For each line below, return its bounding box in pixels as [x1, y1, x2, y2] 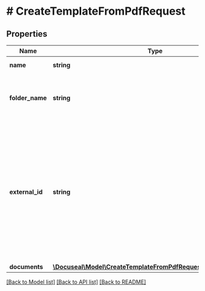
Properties [6, 29, 48, 39]
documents [9, 263, 44, 271]
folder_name [9, 94, 47, 102]
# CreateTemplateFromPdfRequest [6, 4, 186, 18]
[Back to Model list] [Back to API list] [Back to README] [6, 278, 146, 285]
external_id [9, 188, 43, 196]
